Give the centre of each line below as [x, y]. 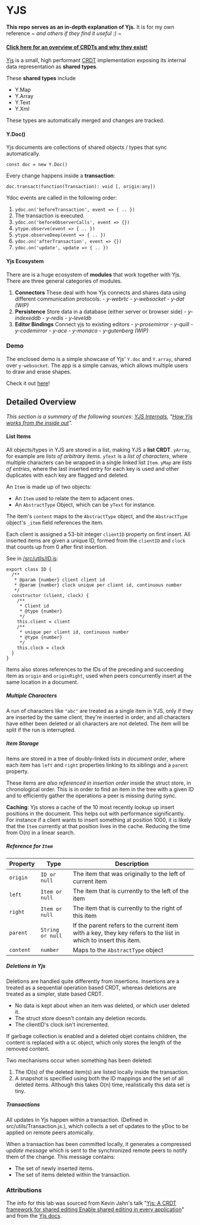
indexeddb [28, 318]
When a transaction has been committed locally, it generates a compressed [99, 1144]
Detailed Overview [41, 402]
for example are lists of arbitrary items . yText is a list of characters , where [97, 456]
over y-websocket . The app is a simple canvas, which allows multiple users [97, 365]
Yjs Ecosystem [25, 261]
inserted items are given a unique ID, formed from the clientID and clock [96, 540]
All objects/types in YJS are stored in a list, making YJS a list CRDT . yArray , [99, 449]
